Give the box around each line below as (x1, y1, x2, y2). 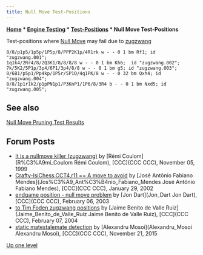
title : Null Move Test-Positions (6, 8, 91, 15)
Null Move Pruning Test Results (6, 119, 85, 126)
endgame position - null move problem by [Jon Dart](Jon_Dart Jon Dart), (15, 191, 198, 199)
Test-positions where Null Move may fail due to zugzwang (6, 37, 151, 44)
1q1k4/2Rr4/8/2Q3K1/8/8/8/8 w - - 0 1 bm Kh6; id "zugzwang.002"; (6, 59, 181, 66)
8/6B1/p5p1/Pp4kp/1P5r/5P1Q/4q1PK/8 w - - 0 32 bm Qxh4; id (6, 70, 162, 76)
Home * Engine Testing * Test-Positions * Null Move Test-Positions (6, 25, 179, 33)
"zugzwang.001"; (6, 54, 47, 61)
